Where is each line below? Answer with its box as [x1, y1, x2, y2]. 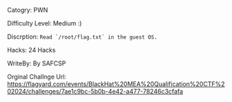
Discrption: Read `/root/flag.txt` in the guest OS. [7, 32, 157, 41]
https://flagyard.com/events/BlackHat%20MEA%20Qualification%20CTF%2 [7, 80, 225, 88]
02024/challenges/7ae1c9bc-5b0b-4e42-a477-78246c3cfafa [7, 88, 184, 95]
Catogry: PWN [7, 6, 48, 14]
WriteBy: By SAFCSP [7, 59, 66, 68]
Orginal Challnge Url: [7, 72, 67, 81]
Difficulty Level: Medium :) [7, 19, 82, 27]
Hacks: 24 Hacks [7, 46, 56, 54]
